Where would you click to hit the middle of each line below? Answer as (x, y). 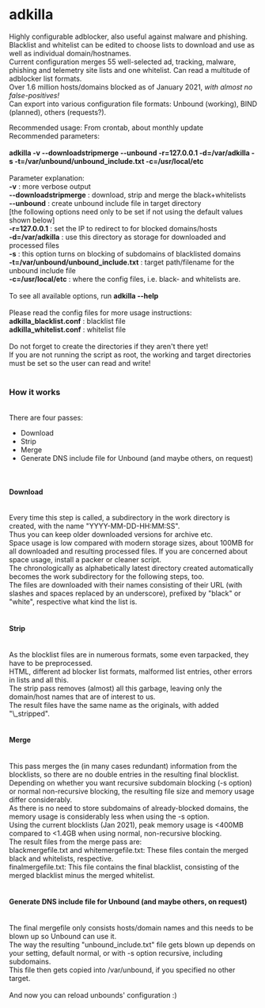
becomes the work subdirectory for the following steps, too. (107, 576)
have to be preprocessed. (51, 663)
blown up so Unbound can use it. (63, 937)
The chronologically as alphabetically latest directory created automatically (131, 569)
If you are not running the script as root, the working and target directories (130, 355)
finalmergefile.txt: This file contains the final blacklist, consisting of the (124, 867)
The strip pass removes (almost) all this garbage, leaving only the (115, 688)
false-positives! (34, 95)
